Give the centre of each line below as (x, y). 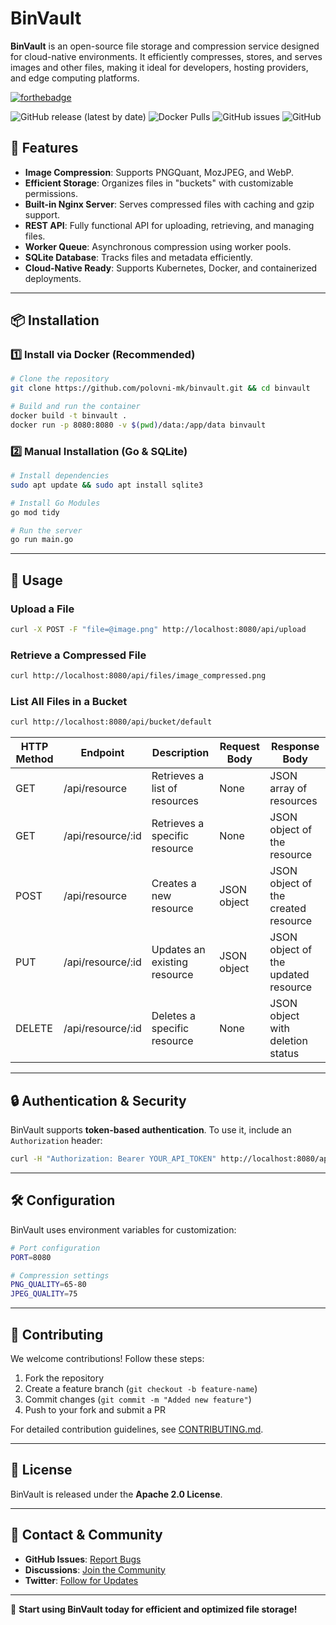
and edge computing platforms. (75, 78)
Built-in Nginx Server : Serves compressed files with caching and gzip (169, 204)
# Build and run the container (75, 407)
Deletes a (173, 1016)
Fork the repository (64, 1378)
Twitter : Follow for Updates (81, 1580)
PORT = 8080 (31, 1257)
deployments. (53, 278)
